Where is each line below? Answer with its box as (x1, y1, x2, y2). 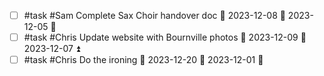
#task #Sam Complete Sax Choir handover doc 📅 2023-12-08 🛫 (23, 10, 286, 21)
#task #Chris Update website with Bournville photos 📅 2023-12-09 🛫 (23, 31, 307, 44)
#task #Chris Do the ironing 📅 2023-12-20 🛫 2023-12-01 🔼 (23, 54, 264, 66)
